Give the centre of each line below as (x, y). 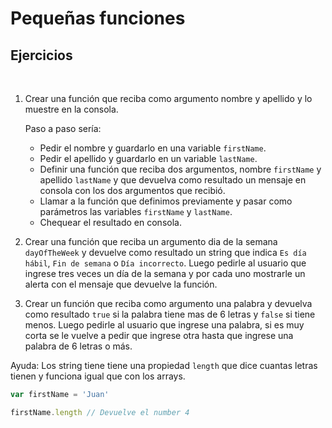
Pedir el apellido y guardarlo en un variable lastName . (148, 158)
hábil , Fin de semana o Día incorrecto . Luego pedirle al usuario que (165, 263)
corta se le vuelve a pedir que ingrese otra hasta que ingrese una (159, 335)
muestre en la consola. (71, 109)
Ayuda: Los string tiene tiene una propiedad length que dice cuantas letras (164, 365)
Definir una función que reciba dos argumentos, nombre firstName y (180, 169)
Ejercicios (41, 55)
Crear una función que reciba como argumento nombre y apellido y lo (168, 98)
